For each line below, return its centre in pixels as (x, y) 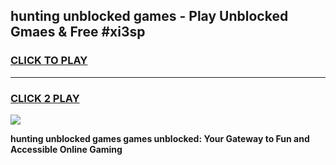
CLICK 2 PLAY (45, 98)
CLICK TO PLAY (49, 61)
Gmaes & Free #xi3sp (78, 32)
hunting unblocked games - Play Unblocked (149, 16)
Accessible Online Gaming (66, 149)
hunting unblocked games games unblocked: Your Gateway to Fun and (160, 138)
